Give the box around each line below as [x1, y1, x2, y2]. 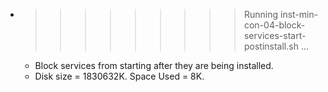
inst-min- [279, 9, 319, 20]
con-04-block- [243, 19, 306, 31]
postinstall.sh [243, 40, 299, 52]
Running [243, 9, 279, 20]
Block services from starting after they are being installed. [34, 60, 274, 71]
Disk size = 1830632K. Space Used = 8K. [34, 70, 205, 82]
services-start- [243, 30, 307, 41]
